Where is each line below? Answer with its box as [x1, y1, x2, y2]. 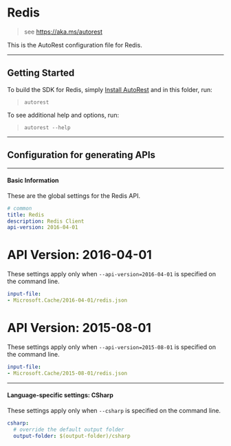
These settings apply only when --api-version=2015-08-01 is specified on [7, 342, 217, 351]
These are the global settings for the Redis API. [7, 191, 141, 200]
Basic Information [7, 177, 60, 185]
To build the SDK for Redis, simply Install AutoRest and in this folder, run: [7, 85, 213, 93]
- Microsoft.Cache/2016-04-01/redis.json [7, 297, 128, 304]
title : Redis [7, 211, 45, 218]
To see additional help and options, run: [7, 111, 119, 119]
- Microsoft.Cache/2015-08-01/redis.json [7, 370, 128, 377]
